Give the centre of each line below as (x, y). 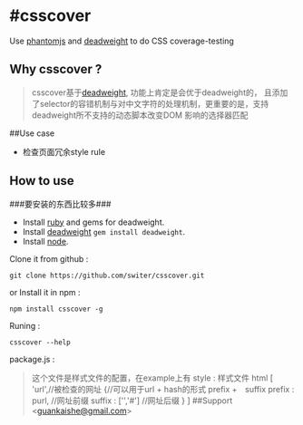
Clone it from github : (49, 258)
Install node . (45, 241)
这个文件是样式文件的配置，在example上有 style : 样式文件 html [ (152, 378)
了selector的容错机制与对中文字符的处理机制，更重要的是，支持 (150, 103)
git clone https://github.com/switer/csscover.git (107, 275)
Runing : (25, 325)
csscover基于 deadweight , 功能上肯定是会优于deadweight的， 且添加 (160, 92)
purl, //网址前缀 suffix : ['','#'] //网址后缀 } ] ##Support (132, 401)
